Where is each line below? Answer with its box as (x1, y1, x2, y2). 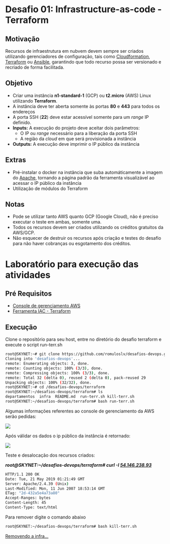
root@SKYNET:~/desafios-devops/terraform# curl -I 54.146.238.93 (5, 462, 152, 468)
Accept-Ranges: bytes (5, 495, 51, 501)
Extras (5, 156, 26, 165)
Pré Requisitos (5, 290, 52, 298)
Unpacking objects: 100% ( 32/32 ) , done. (5, 380, 92, 385)
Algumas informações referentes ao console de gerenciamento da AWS (5, 408, 154, 414)
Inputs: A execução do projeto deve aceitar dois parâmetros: (12, 124, 140, 131)
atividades (5, 269, 51, 280)
